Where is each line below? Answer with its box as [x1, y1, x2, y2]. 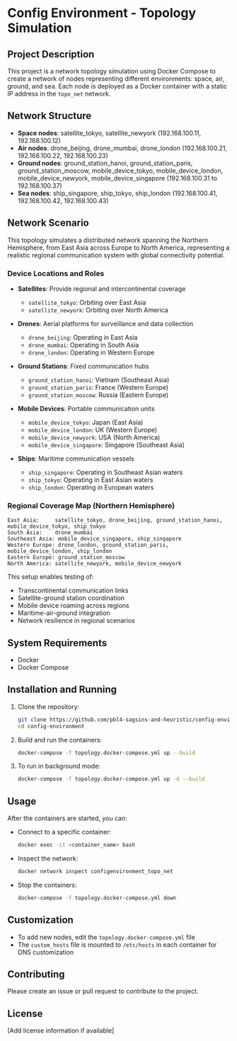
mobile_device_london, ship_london [7, 548, 112, 555]
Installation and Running [7, 684, 117, 696]
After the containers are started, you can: [7, 814, 127, 822]
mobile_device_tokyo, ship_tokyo [7, 523, 106, 530]
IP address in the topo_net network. [7, 90, 111, 98]
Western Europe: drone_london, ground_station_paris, [7, 541, 170, 549]
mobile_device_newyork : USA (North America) [28, 433, 161, 442]
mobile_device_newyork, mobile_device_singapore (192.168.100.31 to [17, 173, 218, 182]
